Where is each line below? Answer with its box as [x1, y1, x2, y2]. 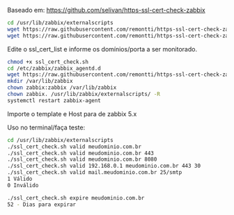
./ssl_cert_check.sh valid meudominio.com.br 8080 [7, 156, 157, 163]
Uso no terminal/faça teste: [7, 123, 86, 132]
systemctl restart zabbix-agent [7, 97, 101, 104]
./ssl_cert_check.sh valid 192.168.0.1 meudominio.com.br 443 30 [7, 163, 201, 170]
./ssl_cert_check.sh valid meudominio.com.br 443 [7, 150, 155, 157]
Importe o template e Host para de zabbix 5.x [7, 109, 137, 118]
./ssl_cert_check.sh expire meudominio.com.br [7, 194, 145, 201]
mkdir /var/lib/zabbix [7, 78, 73, 85]
